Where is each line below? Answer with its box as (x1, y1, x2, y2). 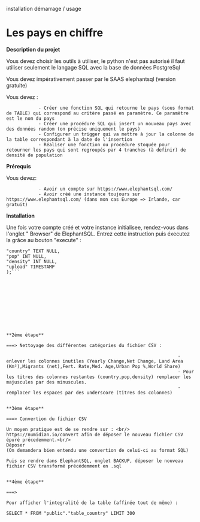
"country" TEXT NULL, (6, 248, 60, 254)
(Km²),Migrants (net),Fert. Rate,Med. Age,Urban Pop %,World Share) (6, 363, 181, 369)
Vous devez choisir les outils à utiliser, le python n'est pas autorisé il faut (6, 57, 185, 65)
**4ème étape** (6, 479, 44, 485)
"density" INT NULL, (6, 258, 58, 264)
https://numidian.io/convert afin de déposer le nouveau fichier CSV (6, 432, 184, 437)
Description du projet (6, 46, 60, 53)
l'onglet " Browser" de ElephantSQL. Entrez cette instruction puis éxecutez (6, 230, 190, 237)
